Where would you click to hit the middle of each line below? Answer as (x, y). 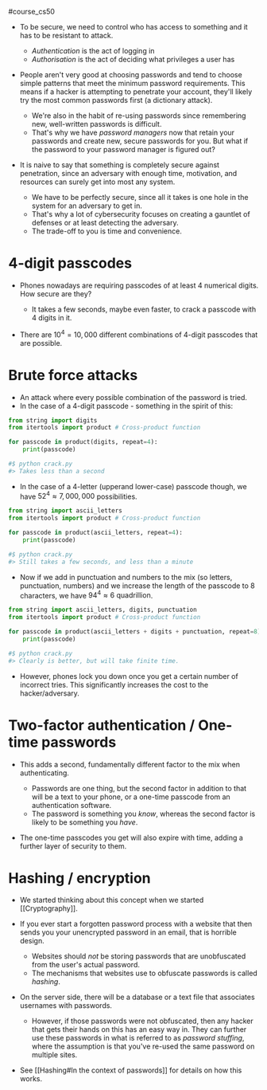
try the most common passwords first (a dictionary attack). (116, 100)
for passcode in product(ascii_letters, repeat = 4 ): (95, 533)
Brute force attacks (73, 375)
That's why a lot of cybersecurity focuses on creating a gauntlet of (141, 214)
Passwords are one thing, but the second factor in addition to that (139, 788)
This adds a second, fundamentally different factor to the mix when (130, 764)
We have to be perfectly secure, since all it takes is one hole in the (140, 197)
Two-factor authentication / (102, 725)
